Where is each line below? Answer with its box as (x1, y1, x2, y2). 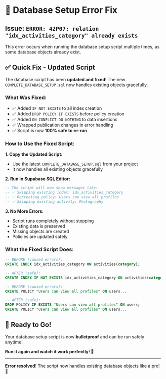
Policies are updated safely (12, 234, 68, 239)
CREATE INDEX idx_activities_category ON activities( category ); (5, 262, 140, 267)
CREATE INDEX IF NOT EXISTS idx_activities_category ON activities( (5, 275, 149, 280)
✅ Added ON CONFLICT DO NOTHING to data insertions (12, 116, 118, 123)
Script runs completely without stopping (12, 218, 94, 224)
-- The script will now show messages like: (5, 186, 98, 190)
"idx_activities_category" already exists (5, 32, 138, 39)
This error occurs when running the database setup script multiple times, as (5, 44, 160, 49)
